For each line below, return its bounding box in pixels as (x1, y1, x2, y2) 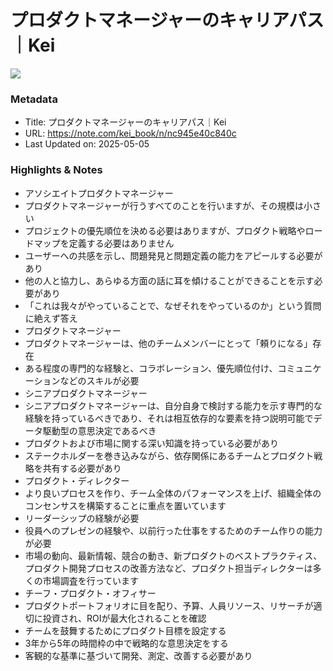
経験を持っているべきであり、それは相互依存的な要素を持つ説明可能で (24, 412, 314, 424)
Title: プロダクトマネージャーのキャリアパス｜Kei (24, 116, 227, 128)
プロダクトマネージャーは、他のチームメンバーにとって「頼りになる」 (24, 337, 313, 349)
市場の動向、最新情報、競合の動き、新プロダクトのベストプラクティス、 (24, 549, 323, 561)
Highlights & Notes (10, 163, 103, 177)
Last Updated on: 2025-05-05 (24, 138, 150, 150)
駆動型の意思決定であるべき (42, 424, 157, 436)
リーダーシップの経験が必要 (24, 512, 140, 524)
